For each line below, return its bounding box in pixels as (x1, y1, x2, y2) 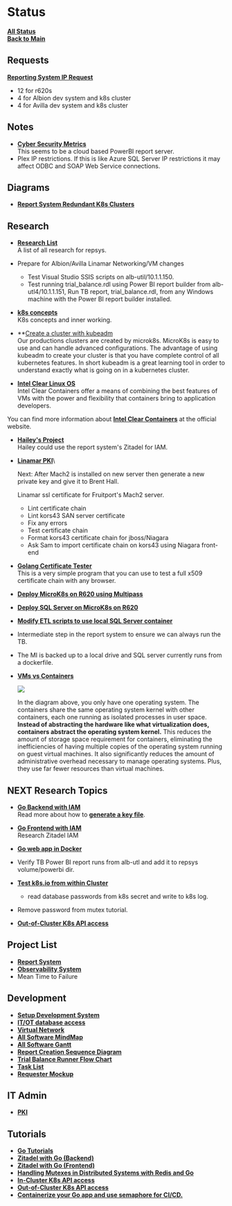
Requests (7, 55, 49, 67)
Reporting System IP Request (7, 73, 93, 81)
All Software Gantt (17, 1040, 71, 1049)
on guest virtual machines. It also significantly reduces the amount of (17, 750, 215, 758)
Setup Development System (17, 1011, 100, 1019)
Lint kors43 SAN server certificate (27, 512, 125, 520)
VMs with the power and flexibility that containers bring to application (17, 394, 216, 403)
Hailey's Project (17, 436, 64, 444)
